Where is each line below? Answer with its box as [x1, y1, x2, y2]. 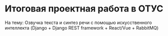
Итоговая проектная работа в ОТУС [5, 3, 163, 14]
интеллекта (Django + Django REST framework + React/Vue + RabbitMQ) [5, 24, 159, 30]
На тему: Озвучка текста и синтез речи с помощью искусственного [5, 19, 152, 25]
